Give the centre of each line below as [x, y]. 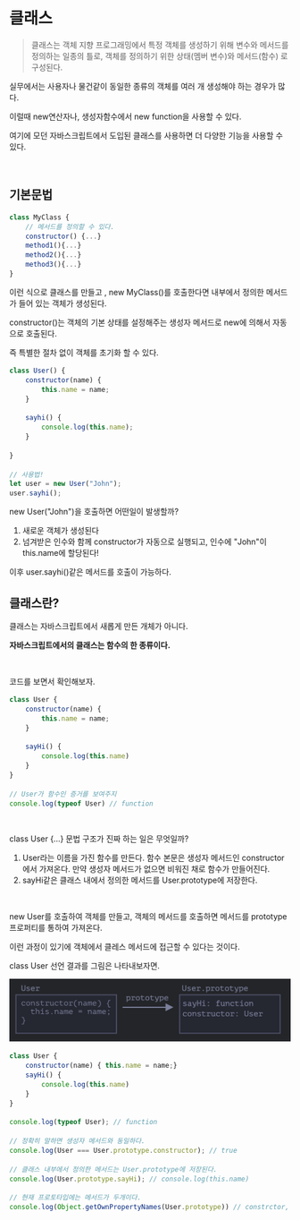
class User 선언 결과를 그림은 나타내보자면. [85, 966]
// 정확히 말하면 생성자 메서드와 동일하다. [77, 1141]
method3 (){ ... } [54, 265]
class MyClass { [39, 217]
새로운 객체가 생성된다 [61, 531]
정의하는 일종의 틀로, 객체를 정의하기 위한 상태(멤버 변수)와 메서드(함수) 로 [159, 55]
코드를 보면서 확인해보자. [52, 681]
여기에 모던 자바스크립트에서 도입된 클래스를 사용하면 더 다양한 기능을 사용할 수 [146, 135]
